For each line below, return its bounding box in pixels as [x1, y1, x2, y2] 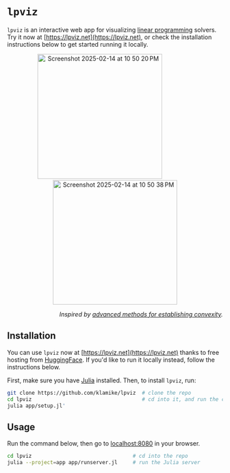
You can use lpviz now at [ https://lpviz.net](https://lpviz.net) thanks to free [7, 348, 220, 356]
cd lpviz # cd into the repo [7, 452, 188, 460]
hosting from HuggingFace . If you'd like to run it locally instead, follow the [7, 356, 216, 364]
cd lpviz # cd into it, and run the [7, 395, 219, 403]
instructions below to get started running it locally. [7, 40, 149, 48]
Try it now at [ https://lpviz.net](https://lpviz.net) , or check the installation [7, 33, 212, 41]
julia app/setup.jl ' [7, 402, 66, 409]
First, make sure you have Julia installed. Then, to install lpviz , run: [7, 376, 196, 384]
